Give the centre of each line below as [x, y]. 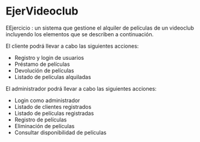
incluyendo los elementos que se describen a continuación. [80, 34]
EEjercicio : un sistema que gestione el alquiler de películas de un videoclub [100, 28]
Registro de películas [40, 120]
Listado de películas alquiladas [53, 77]
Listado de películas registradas [54, 113]
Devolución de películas [44, 70]
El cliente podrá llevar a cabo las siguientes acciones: [72, 46]
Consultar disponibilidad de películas [60, 132]
